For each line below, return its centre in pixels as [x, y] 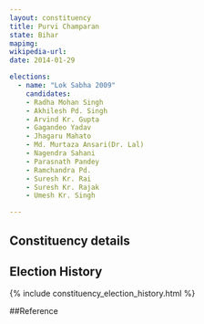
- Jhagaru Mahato [59, 136]
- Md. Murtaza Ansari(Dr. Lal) [85, 145]
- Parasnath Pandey [63, 162]
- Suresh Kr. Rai [59, 179]
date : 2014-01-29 [42, 60]
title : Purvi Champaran [55, 26]
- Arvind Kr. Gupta [63, 120]
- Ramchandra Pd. [59, 170]
